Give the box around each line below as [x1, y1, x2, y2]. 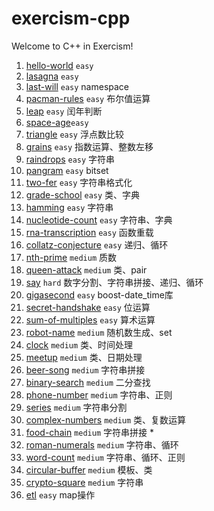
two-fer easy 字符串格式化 [25, 176, 133, 188]
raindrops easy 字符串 [25, 153, 116, 165]
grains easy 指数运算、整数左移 [25, 140, 154, 152]
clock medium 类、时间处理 [25, 338, 134, 351]
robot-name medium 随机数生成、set [25, 326, 173, 338]
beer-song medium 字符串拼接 [25, 363, 146, 376]
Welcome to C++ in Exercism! [11, 40, 134, 52]
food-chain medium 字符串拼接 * [25, 426, 154, 438]
